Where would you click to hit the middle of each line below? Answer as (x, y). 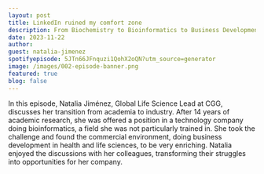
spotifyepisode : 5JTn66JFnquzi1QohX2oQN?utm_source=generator (112, 60)
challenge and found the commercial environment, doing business (115, 136)
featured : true (33, 74)
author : (21, 45)
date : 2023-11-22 (37, 37)
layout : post (29, 15)
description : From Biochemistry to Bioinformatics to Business (114, 30)
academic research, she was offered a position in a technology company (126, 120)
